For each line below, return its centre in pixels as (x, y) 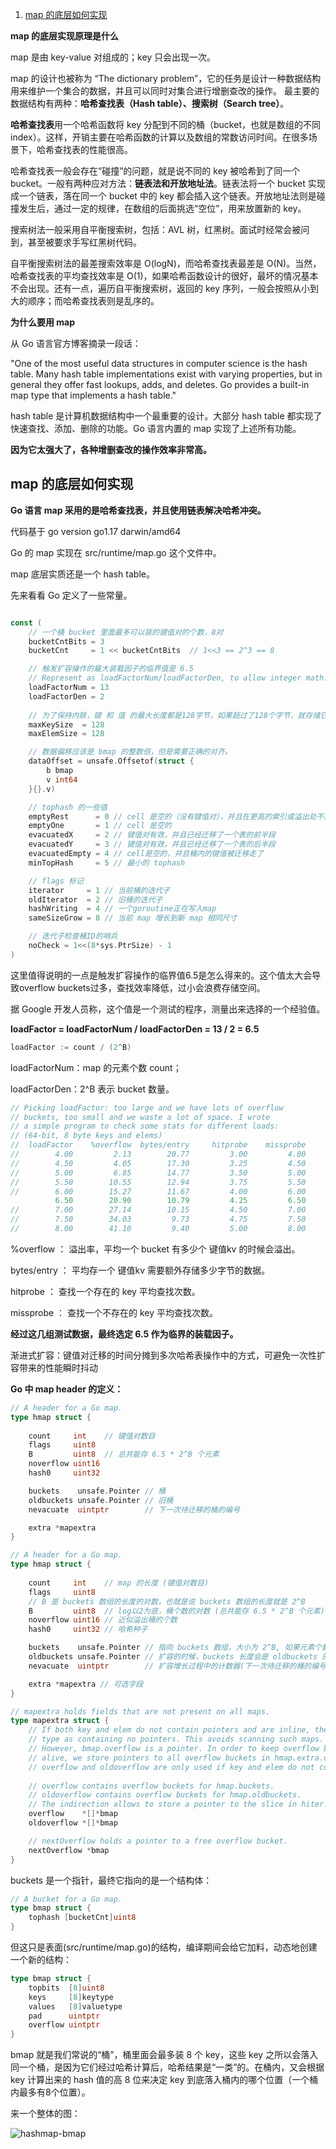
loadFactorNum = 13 (69, 688)
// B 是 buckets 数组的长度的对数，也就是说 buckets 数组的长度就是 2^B (167, 1601)
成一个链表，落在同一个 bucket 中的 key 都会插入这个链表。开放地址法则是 (163, 196)
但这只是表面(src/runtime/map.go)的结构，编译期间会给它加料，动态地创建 (164, 1947)
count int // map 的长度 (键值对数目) (119, 1583)
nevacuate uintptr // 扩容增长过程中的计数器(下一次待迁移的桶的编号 (177, 1666)
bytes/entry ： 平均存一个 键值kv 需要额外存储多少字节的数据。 (140, 1270)
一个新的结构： (41, 1960)
